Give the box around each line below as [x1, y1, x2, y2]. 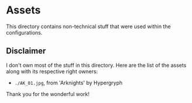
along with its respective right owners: [6, 68, 98, 75]
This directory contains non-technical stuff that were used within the [6, 23, 171, 30]
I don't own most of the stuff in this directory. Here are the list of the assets [6, 61, 187, 68]
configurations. [6, 29, 43, 36]
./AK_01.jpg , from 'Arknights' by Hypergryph [14, 79, 123, 86]
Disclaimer [6, 46, 46, 56]
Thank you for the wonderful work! [6, 90, 90, 97]
